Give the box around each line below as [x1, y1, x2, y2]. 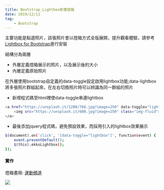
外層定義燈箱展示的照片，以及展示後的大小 [12, 62, 98, 68]
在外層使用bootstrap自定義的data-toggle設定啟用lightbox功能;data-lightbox [5, 78, 157, 84]
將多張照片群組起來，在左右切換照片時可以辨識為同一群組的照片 [5, 84, 133, 91]
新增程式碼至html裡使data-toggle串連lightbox [12, 95, 103, 101]
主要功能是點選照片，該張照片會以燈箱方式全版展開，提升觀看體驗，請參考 [5, 35, 155, 41]
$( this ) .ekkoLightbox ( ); [14, 142, 64, 147]
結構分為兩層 [5, 51, 31, 57]
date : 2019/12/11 [5, 12, 41, 17]
